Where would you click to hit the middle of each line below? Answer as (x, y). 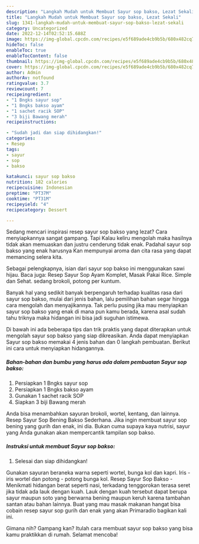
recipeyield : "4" (28, 204)
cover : (14, 67)
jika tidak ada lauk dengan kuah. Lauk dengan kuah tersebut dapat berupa (97, 492)
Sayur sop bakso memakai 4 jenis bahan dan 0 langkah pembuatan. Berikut (98, 342)
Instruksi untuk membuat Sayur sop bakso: (61, 446)
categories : (21, 138)
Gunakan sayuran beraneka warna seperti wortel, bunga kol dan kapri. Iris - (98, 473)
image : (14, 39)
